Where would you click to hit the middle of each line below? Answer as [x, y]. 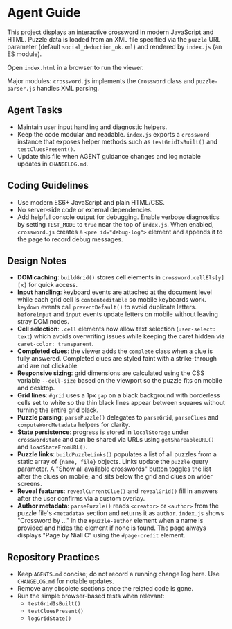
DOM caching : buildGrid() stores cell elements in [89, 277]
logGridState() [49, 619]
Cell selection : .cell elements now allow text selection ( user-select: [116, 329]
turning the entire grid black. [58, 410]
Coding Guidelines [48, 186]
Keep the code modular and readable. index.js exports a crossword [113, 134]
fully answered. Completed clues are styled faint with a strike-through [117, 359]
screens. [30, 484]
